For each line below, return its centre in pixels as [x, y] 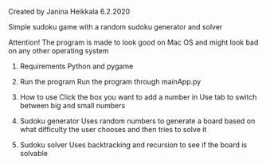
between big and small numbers [72, 105]
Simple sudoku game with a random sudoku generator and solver [115, 27]
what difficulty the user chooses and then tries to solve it [113, 129]
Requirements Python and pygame [76, 66]
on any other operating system [59, 51]
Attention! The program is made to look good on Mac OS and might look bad [133, 42]
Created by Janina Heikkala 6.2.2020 [69, 12]
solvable [33, 153]
